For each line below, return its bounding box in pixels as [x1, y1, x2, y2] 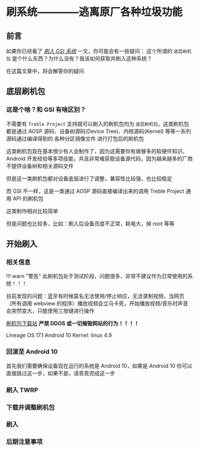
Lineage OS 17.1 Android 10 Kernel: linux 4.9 [6, 332, 113, 339]
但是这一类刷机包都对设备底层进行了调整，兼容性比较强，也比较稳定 [6, 175, 172, 182]
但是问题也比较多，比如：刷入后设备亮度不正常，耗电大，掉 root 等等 [6, 220, 175, 227]
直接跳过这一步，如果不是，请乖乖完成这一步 [6, 369, 115, 377]
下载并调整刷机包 [6, 403, 55, 411]
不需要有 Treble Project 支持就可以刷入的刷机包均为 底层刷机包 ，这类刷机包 [6, 120, 190, 127]
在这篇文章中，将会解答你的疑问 [6, 67, 84, 74]
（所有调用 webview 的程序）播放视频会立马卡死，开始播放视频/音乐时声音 [6, 300, 188, 307]
